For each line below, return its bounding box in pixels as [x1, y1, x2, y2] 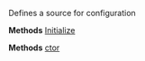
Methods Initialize [8, 25, 76, 35]
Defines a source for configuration [8, 8, 136, 18]
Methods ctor [8, 42, 60, 53]
